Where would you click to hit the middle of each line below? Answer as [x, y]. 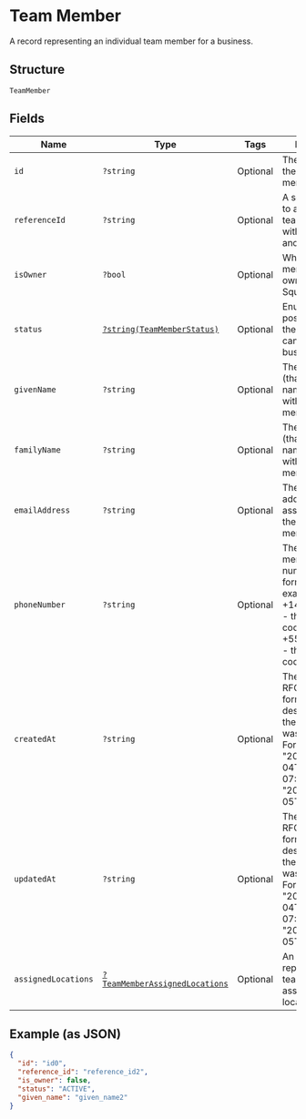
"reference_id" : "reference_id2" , [83, 1072]
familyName [37, 450]
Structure [37, 70]
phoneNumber [40, 605]
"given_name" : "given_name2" [73, 1097]
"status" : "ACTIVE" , [56, 1089]
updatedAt [35, 879]
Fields [27, 119]
